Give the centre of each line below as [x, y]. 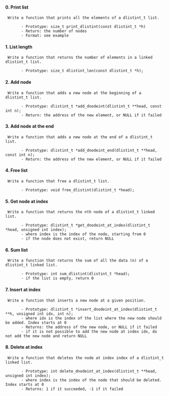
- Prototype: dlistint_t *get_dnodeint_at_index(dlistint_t [86, 225]
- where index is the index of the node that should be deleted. [91, 380]
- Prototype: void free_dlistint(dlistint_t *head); [78, 190]
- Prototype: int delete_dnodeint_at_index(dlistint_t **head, [89, 371]
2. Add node [18, 82]
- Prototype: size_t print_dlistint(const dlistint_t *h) [83, 27]
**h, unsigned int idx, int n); [39, 314]
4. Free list [16, 171]
